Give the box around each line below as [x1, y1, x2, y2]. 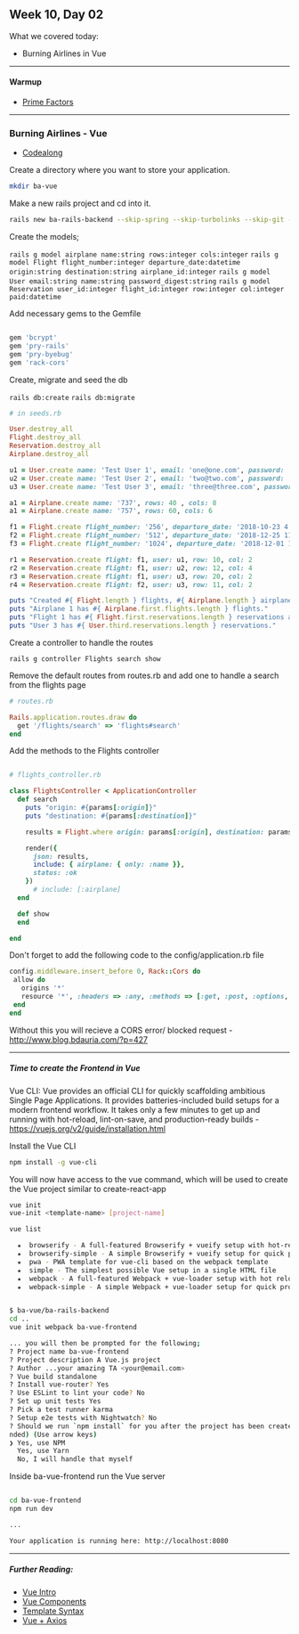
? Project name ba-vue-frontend [9, 1347, 129, 1356]
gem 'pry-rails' [9, 341, 69, 350]
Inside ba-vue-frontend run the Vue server [9, 1471, 166, 1482]
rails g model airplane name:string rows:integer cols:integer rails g [9, 250, 279, 259]
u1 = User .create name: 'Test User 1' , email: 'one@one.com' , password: [9, 465, 285, 475]
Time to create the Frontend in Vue [9, 1063, 141, 1074]
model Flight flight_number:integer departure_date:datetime [9, 258, 241, 267]
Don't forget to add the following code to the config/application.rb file [9, 950, 264, 960]
